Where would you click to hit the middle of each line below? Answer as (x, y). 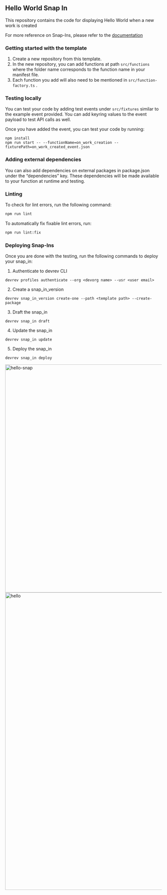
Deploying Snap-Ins (30, 245)
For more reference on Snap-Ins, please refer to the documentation (74, 35)
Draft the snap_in (30, 312)
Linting (14, 194)
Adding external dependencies (43, 160)
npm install (17, 138)
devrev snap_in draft (28, 321)
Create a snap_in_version (38, 289)
